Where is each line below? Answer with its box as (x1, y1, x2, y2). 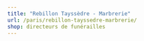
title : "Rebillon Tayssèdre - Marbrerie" (7, 10, 131, 17)
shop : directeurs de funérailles (7, 23, 106, 30)
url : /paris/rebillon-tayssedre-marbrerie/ (7, 17, 138, 24)
